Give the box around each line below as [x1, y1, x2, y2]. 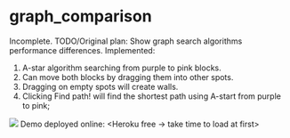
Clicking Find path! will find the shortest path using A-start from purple [21, 91, 282, 101]
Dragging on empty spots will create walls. [21, 81, 179, 92]
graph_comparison [9, 6, 153, 27]
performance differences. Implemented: [9, 45, 156, 55]
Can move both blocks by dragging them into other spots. [21, 71, 234, 82]
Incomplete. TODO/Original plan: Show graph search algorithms [9, 36, 243, 46]
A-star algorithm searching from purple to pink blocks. [21, 62, 222, 73]
